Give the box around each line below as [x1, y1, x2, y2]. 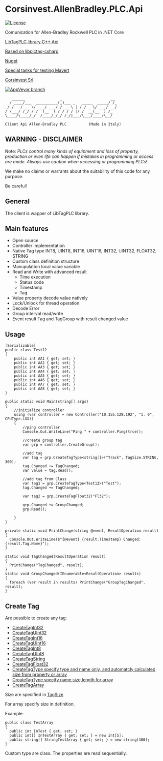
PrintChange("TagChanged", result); [9, 563, 84, 568]
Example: [5, 711, 24, 716]
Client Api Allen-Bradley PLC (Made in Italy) [5, 122, 121, 126]
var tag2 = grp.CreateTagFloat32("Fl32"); [23, 494, 111, 499]
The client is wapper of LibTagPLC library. [5, 210, 90, 216]
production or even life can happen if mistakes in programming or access [5, 153, 154, 159]
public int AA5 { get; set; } [14, 373, 76, 378]
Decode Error [12, 305, 40, 311]
